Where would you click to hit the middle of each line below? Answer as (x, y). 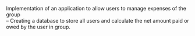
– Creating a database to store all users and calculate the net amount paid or (97, 21)
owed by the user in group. (38, 27)
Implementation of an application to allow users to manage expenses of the (96, 8)
